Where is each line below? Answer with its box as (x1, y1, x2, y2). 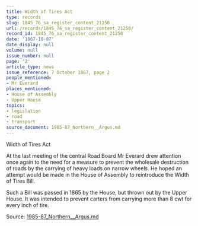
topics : (6, 102, 25, 109)
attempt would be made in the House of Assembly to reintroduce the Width (6, 171, 190, 178)
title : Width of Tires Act (6, 8, 73, 15)
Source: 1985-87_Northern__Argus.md (6, 213, 99, 220)
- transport (6, 119, 36, 125)
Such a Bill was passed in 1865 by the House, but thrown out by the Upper (6, 189, 188, 196)
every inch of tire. (6, 202, 49, 208)
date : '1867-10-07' (6, 36, 55, 42)
